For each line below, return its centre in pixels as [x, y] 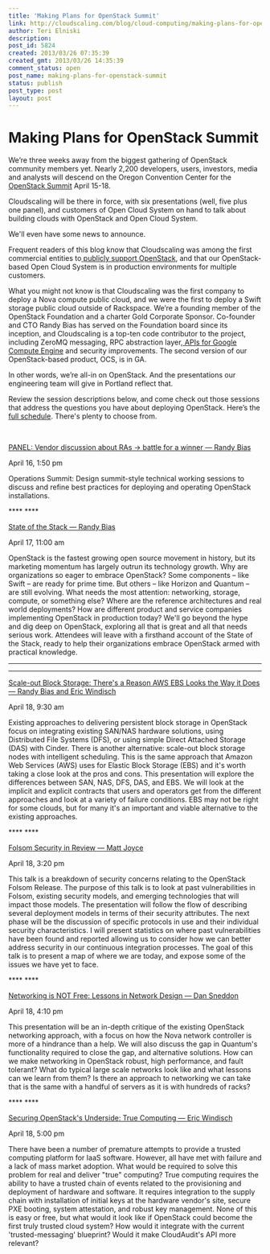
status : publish [35, 83]
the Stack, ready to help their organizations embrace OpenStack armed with [134, 644]
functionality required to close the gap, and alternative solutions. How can [131, 1053]
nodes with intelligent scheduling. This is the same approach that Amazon [131, 757]
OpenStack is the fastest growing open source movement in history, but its [132, 558]
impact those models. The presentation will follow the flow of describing [128, 905]
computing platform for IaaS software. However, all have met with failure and [135, 1158]
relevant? [24, 1244]
